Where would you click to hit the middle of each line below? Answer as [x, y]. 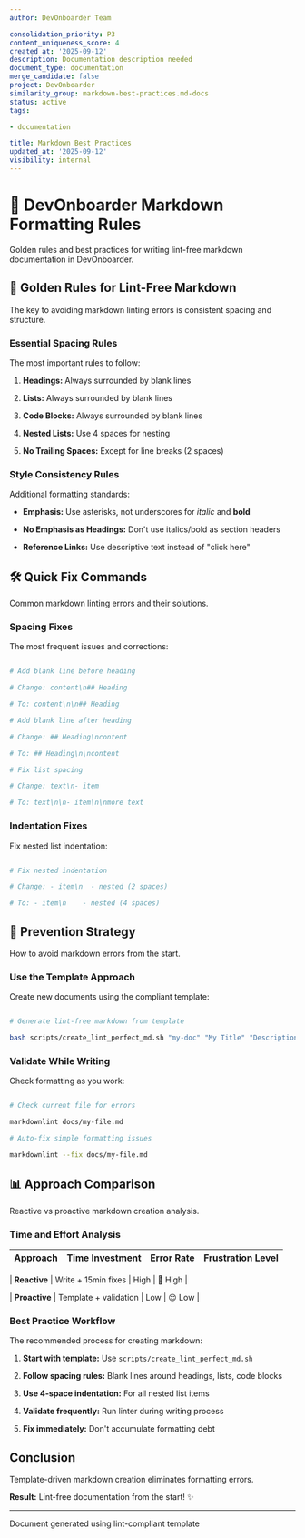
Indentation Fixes [49, 826]
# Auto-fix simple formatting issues [81, 1139]
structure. [28, 319]
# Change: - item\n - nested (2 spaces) [89, 887]
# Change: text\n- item [54, 786]
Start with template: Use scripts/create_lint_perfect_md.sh [138, 1358]
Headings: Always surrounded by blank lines [107, 380]
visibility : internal [50, 160]
